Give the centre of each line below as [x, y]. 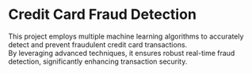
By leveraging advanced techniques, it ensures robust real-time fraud [122, 53]
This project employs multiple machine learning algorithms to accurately [126, 36]
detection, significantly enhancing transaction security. [98, 61]
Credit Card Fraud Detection [102, 15]
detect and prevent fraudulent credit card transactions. [98, 44]
